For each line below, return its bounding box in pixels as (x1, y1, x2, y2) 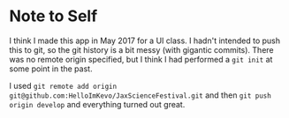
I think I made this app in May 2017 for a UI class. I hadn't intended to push (9, 35, 281, 46)
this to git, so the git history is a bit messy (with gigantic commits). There (9, 44, 274, 55)
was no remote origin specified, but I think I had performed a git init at (9, 54, 273, 64)
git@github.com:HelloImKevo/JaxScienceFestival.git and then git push (9, 90, 271, 100)
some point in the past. (9, 63, 93, 74)
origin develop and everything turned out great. (9, 99, 186, 109)
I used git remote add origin (9, 80, 118, 91)
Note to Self (9, 6, 98, 26)
